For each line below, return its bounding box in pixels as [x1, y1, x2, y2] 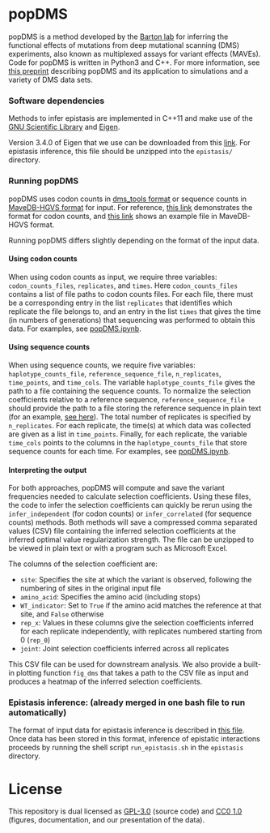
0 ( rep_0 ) [19, 635, 51, 645]
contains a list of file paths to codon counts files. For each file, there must [8, 289, 253, 298]
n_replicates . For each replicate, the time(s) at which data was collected [8, 420, 251, 430]
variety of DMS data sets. [8, 75, 93, 84]
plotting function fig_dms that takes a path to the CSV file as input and [15, 668, 249, 678]
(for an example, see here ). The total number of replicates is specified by [8, 411, 251, 422]
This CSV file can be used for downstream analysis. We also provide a [8, 659, 243, 669]
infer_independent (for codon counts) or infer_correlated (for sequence [8, 509, 252, 519]
